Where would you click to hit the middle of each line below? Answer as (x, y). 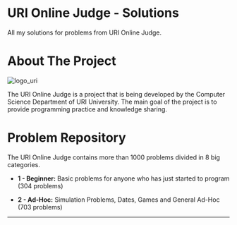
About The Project (62, 61)
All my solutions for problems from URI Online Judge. (85, 32)
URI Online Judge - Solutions (93, 13)
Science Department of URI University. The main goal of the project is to (112, 102)
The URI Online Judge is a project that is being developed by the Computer (116, 94)
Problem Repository (67, 138)
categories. (24, 164)
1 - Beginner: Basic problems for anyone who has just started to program (123, 178)
